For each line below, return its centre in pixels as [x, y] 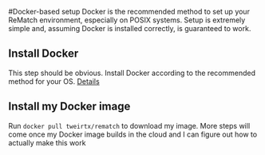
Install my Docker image [69, 107]
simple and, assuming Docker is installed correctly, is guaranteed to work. [130, 28]
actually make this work [47, 142]
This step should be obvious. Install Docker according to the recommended [132, 73]
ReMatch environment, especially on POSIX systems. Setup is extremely [127, 20]
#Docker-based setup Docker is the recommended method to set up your [129, 12]
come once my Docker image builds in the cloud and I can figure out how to [133, 134]
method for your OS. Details [54, 81]
